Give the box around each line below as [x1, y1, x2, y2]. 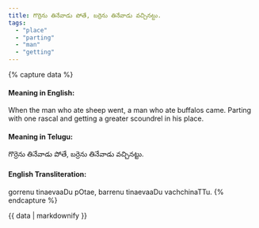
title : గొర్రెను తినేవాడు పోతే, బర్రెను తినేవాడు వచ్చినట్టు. [8, 11, 162, 20]
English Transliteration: [8, 170, 87, 178]
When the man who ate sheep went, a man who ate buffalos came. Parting [8, 106, 252, 115]
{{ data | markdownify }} [8, 211, 88, 220]
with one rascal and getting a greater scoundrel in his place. [8, 114, 204, 123]
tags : [8, 19, 26, 27]
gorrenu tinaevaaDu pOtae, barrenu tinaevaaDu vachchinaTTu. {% [8, 187, 224, 196]
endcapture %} [8, 195, 58, 205]
